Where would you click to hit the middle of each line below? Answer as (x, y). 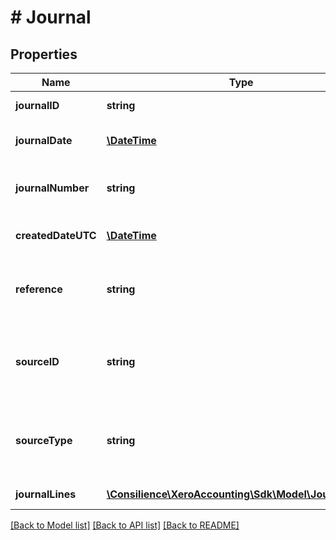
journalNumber (52, 188)
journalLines (46, 494)
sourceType (44, 440)
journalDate (44, 140)
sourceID (37, 361)
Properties (44, 54)
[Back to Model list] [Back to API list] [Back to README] (125, 525)
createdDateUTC (56, 235)
